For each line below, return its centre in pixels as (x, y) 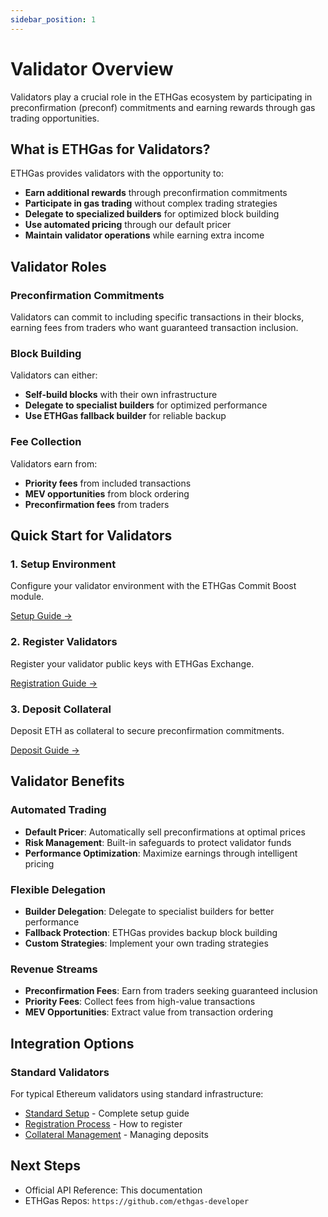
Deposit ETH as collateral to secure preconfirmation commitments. (147, 730)
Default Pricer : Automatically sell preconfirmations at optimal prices (165, 832)
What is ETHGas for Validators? (110, 149)
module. (27, 597)
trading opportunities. (55, 118)
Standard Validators (60, 1072)
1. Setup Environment (63, 564)
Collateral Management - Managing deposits (116, 1134)
